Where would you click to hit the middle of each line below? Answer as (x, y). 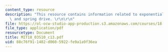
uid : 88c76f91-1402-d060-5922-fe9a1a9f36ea (51, 42)
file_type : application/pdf (34, 28)
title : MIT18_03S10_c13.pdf (34, 38)
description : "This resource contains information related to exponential (85, 14)
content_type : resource (30, 10)
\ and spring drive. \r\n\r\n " (42, 19)
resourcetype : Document (30, 33)
